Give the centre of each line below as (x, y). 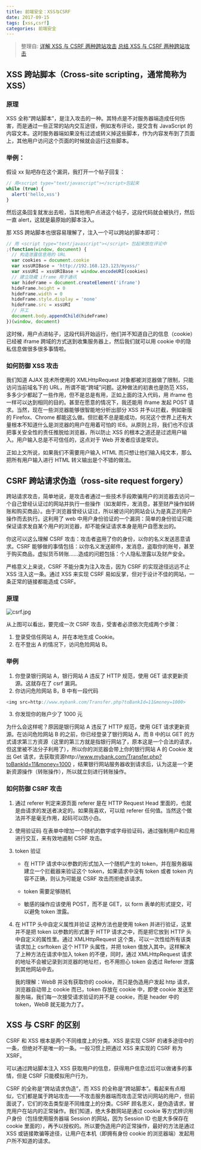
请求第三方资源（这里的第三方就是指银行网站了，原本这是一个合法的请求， (103, 742)
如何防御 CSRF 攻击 (34, 789)
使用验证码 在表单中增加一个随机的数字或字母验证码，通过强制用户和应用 (105, 830)
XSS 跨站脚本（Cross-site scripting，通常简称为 (97, 75)
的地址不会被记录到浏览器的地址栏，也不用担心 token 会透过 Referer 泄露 (104, 961)
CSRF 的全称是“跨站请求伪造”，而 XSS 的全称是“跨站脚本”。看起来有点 (93, 1088)
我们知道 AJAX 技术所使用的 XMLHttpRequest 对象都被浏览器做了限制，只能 (100, 380)
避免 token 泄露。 (51, 911)
